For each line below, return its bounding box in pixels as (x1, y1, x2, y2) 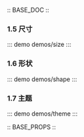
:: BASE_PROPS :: (7, 123, 56, 131)
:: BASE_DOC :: (7, 6, 50, 14)
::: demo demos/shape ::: (7, 75, 77, 83)
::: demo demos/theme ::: (7, 109, 78, 118)
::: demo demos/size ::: (7, 41, 72, 49)
